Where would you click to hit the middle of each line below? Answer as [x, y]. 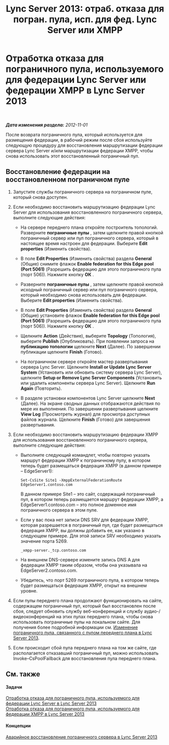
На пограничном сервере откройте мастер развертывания [84, 361]
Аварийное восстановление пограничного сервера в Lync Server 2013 [81, 737]
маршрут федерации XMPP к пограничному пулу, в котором [85, 460]
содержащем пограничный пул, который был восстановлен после [84, 606]
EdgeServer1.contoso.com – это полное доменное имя [78, 505]
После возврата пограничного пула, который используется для [74, 134]
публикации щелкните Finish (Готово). [62, 352]
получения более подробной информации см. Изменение [75, 627]
